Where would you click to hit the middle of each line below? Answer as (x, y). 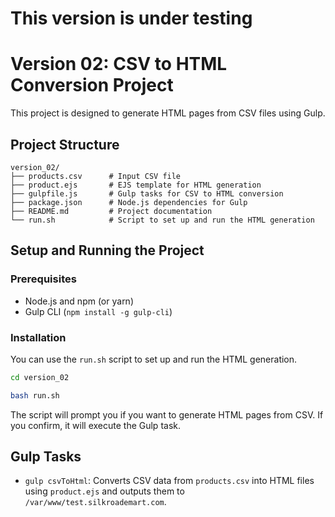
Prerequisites (43, 279)
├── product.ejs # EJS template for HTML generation (136, 185)
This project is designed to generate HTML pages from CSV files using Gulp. (168, 113)
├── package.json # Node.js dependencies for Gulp (129, 202)
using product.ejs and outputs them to (104, 491)
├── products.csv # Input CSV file (96, 176)
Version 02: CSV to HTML (119, 64)
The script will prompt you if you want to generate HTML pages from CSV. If (167, 414)
